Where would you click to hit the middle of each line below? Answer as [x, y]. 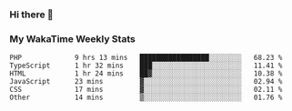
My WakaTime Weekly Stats [73, 38]
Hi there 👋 [32, 15]
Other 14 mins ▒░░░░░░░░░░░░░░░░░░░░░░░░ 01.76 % [146, 98]
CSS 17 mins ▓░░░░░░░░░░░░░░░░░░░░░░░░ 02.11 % [146, 90]
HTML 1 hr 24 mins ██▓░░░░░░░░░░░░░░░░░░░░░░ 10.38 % [146, 74]
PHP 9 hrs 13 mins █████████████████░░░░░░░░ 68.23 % [146, 58]
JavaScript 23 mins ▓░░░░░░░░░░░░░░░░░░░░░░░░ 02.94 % [146, 82]
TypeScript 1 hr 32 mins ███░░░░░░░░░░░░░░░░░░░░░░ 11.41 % [146, 66]
